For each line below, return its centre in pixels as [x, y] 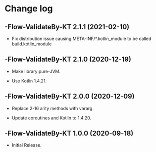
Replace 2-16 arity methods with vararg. [52, 108]
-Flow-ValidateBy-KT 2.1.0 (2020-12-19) [68, 59]
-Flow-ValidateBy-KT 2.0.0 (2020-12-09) [70, 96]
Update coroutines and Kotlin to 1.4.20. [52, 118]
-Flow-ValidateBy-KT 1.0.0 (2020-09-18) [69, 133]
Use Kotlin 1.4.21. [29, 81]
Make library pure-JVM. [36, 71]
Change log [29, 9]
